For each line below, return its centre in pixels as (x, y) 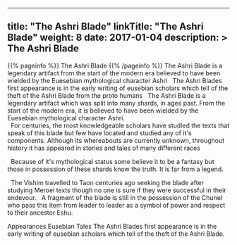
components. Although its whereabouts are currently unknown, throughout (116, 140)
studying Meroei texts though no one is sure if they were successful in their (117, 190)
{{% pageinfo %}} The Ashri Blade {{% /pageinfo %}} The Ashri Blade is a (115, 65)
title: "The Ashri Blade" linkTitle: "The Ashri (105, 26)
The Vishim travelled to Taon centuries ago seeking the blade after (107, 182)
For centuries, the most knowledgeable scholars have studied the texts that (120, 125)
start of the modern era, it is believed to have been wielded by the (103, 111)
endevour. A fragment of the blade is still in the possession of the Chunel (115, 197)
